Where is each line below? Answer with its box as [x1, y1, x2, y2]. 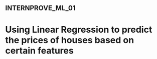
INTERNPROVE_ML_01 [5, 4, 76, 12]
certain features [5, 45, 74, 56]
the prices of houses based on [5, 34, 134, 46]
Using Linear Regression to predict [5, 24, 152, 35]
